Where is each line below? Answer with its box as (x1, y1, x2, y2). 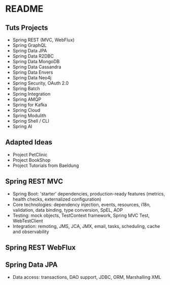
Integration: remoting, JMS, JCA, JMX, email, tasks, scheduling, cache (12, 223, 160, 229)
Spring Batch (12, 85, 40, 92)
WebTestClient (12, 217, 43, 224)
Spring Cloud (12, 107, 41, 113)
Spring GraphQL (12, 42, 47, 48)
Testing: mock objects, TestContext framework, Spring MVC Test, (12, 212, 150, 218)
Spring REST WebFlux (5, 243, 76, 252)
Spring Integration (12, 91, 51, 97)
